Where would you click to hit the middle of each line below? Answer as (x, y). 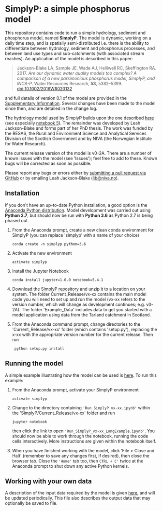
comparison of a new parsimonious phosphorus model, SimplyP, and (86, 78)
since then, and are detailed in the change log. (51, 108)
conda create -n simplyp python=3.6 (49, 244)
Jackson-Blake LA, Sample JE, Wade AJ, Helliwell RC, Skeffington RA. (86, 68)
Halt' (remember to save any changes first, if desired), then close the (81, 456)
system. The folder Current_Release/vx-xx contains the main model (79, 294)
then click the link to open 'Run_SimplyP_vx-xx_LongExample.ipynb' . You (83, 431)
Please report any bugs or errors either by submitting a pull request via (75, 173)
